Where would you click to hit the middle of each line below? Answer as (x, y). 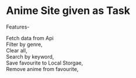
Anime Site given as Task (68, 11)
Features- (18, 27)
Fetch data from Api (30, 38)
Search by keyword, (30, 56)
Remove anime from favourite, (42, 69)
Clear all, (17, 50)
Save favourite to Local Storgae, (45, 63)
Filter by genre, (24, 44)
